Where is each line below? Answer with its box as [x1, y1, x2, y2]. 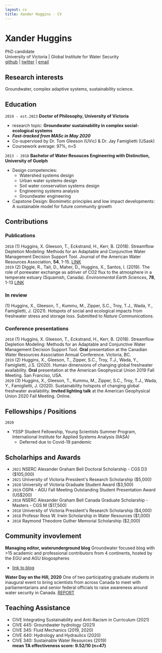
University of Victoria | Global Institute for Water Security [5, 54, 119, 60]
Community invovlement [5, 532, 82, 541]
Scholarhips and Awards [5, 453, 81, 462]
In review [5, 292, 28, 299]
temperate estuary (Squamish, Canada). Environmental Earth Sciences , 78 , [5, 274, 156, 280]
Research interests [5, 73, 64, 81]
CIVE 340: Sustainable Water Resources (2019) [12, 637, 107, 643]
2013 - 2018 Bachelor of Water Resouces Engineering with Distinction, [5, 153, 150, 159]
